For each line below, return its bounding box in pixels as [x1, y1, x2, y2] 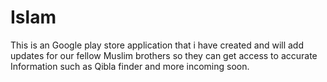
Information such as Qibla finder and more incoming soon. [10, 60, 250, 72]
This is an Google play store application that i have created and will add [10, 39, 304, 51]
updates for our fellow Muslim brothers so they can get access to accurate [10, 49, 318, 61]
